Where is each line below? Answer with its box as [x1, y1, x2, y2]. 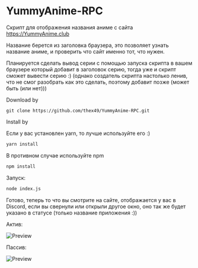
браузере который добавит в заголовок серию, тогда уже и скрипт [6, 65, 177, 72]
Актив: [6, 220, 23, 228]
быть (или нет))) [6, 84, 47, 92]
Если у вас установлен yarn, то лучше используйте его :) [6, 130, 151, 137]
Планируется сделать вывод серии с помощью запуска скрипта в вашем [6, 59, 193, 67]
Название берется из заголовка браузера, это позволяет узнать [6, 42, 169, 49]
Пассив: [6, 244, 27, 251]
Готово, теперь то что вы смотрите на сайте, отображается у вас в [6, 196, 176, 203]
